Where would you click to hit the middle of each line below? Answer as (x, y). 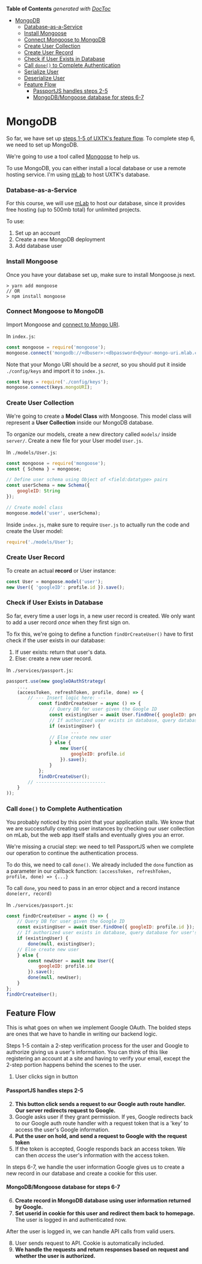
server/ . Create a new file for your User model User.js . (75, 440)
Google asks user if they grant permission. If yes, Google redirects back (104, 1117)
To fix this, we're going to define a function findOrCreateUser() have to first (100, 634)
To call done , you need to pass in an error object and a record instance (93, 888)
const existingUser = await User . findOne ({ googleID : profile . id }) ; (106, 927)
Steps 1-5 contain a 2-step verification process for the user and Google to (98, 1046)
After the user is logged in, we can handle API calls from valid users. (91, 1231)
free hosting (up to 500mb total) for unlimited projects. (74, 210)
